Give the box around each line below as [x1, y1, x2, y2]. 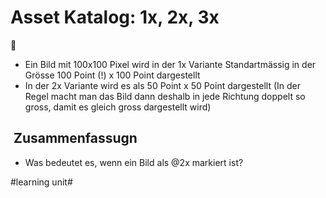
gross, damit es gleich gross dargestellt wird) [24, 101, 212, 113]
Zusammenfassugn [13, 130, 138, 147]
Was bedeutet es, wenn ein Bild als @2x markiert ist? [24, 156, 244, 168]
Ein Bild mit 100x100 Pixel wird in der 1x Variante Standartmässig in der [24, 58, 317, 70]
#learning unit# [10, 176, 73, 188]
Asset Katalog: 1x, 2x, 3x [10, 6, 220, 29]
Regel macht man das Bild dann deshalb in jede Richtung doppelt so [24, 90, 306, 102]
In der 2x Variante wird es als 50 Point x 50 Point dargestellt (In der [24, 79, 301, 91]
